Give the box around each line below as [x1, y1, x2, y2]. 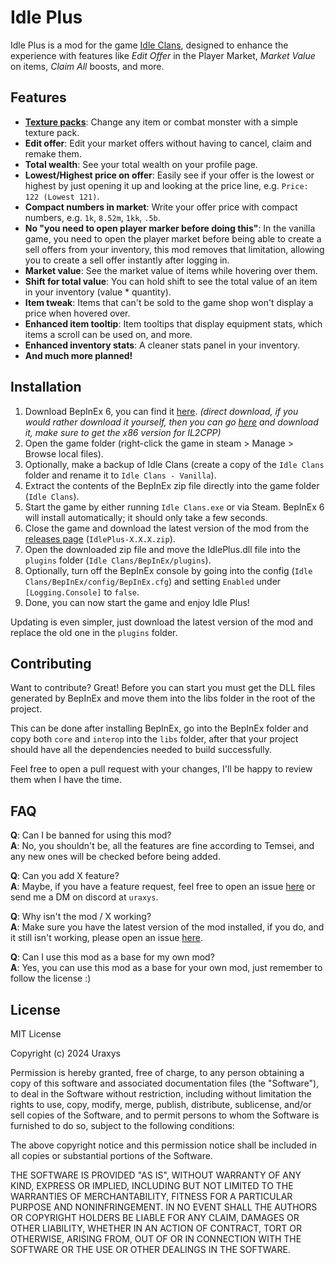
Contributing [10, 655, 92, 672]
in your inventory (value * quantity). [24, 286, 172, 298]
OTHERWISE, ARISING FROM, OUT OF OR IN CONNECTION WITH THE [10, 1233, 302, 1245]
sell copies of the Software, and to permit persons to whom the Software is [10, 1109, 320, 1121]
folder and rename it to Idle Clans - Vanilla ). [24, 469, 217, 481]
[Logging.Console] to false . [24, 586, 140, 598]
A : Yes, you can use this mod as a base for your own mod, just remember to [10, 962, 323, 974]
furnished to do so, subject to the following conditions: [10, 1120, 235, 1131]
